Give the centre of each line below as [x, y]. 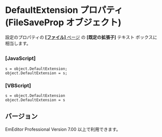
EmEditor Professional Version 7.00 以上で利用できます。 [63, 129]
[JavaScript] [21, 58]
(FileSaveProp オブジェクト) [63, 23]
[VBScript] [18, 86]
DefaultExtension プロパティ [64, 10]
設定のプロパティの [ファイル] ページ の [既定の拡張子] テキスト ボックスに [81, 37]
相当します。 [18, 43]
